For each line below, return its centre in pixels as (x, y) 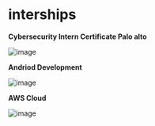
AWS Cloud (27, 97)
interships (42, 15)
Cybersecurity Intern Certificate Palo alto (78, 36)
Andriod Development (45, 67)
